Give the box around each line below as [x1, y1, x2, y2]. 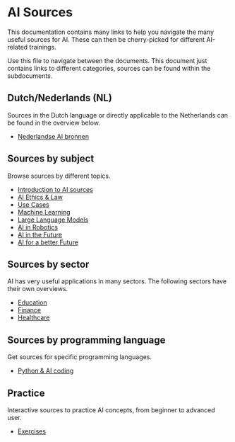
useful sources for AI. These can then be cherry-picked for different [7, 35, 205, 43]
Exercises [17, 427, 47, 436]
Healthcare [17, 313, 51, 322]
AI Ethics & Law [17, 193, 64, 201]
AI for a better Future [17, 238, 79, 246]
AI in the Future [17, 230, 62, 239]
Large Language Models [17, 215, 89, 224]
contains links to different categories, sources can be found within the [7, 64, 211, 72]
